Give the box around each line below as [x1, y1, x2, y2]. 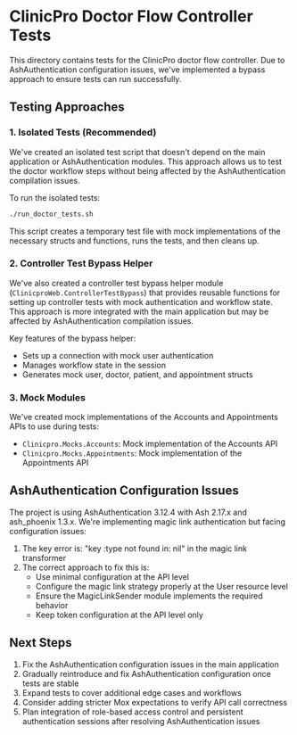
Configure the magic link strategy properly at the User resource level [35, 581, 288, 591]
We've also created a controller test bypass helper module [9, 277, 224, 288]
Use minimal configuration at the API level [35, 571, 190, 582]
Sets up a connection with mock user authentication [21, 350, 214, 360]
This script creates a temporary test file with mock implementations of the [9, 226, 281, 236]
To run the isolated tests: [9, 192, 101, 202]
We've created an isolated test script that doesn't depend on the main [9, 146, 266, 157]
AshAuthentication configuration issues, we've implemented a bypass [9, 64, 266, 75]
